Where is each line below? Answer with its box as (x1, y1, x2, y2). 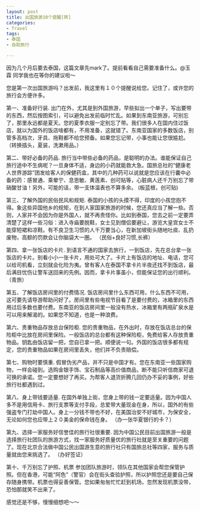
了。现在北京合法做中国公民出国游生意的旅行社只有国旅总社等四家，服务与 (6, 443, 189, 450)
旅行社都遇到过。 (6, 381, 48, 388)
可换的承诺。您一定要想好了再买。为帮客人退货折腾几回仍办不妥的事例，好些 (6, 373, 194, 381)
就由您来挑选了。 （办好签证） (11, 450, 86, 458)
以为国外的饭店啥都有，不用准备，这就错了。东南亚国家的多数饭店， (21, 126, 189, 134)
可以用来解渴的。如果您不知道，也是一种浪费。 (6, 311, 121, 318)
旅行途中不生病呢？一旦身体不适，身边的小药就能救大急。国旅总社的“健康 (6, 161, 186, 168)
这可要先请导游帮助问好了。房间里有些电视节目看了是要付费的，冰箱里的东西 (6, 296, 194, 303)
